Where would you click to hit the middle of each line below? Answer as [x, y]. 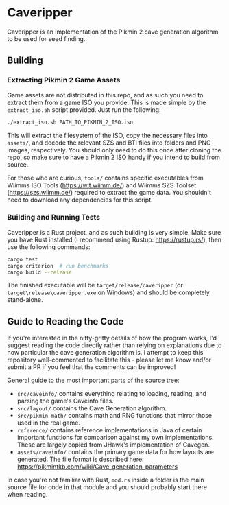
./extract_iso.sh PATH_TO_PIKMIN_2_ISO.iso [70, 122]
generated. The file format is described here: [80, 459]
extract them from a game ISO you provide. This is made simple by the [107, 102]
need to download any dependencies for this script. [80, 200]
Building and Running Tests [54, 218]
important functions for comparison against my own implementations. [115, 438]
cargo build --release [39, 272]
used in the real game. [49, 423]
